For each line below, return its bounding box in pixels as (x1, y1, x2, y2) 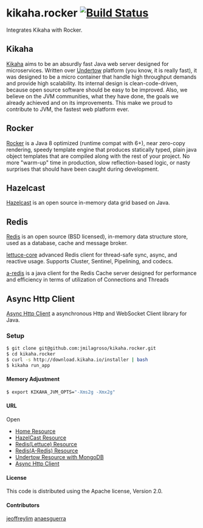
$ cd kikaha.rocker (6, 351, 56, 357)
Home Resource (15, 427, 56, 435)
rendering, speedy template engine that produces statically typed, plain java (6, 146, 197, 153)
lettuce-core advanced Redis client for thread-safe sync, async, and (6, 251, 177, 259)
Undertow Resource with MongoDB (15, 454, 105, 461)
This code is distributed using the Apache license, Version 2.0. (6, 488, 163, 495)
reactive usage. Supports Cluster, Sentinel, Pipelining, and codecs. (6, 258, 173, 265)
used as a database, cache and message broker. (6, 240, 128, 247)
